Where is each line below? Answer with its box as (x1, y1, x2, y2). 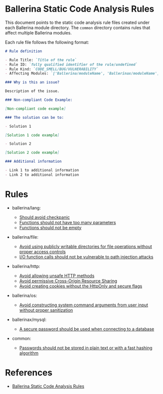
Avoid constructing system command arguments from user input (19, 302, 148, 308)
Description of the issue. (5, 89, 60, 94)
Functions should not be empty (19, 225, 81, 230)
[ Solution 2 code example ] (5, 150, 60, 155)
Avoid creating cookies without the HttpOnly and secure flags (19, 283, 142, 289)
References (5, 367, 52, 378)
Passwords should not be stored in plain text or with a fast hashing (19, 345, 153, 351)
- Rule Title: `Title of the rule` (5, 57, 77, 62)
